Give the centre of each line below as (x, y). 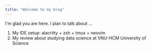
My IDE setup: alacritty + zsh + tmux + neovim (59, 33)
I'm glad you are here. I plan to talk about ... (49, 23)
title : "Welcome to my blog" (35, 9)
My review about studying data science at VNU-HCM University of (79, 38)
